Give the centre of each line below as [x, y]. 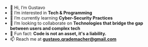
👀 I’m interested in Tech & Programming [51, 13]
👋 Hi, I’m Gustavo [28, 8]
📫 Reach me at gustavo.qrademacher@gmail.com [63, 39]
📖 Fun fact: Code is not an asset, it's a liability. [58, 34]
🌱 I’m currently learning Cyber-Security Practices [61, 18]
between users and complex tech [45, 28]
